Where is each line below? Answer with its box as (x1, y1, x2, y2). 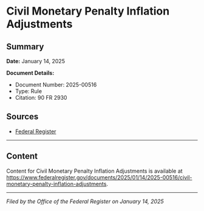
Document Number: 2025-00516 (15, 81, 97, 88)
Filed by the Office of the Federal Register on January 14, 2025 (6, 198, 164, 205)
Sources (6, 111, 39, 122)
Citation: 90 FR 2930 (15, 94, 67, 101)
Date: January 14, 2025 (6, 58, 66, 64)
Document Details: (6, 69, 55, 77)
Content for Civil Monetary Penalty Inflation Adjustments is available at (6, 167, 183, 175)
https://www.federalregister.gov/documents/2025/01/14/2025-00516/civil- (6, 173, 192, 181)
